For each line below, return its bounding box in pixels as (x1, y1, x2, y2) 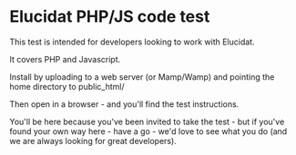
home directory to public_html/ (9, 81, 125, 92)
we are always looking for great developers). (9, 135, 178, 146)
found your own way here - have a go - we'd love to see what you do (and (9, 125, 288, 137)
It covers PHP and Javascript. (9, 53, 121, 64)
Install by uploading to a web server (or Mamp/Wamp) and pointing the (9, 71, 275, 82)
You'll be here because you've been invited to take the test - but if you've (9, 116, 285, 127)
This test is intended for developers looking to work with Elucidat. (9, 36, 255, 47)
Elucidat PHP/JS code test (9, 6, 210, 27)
